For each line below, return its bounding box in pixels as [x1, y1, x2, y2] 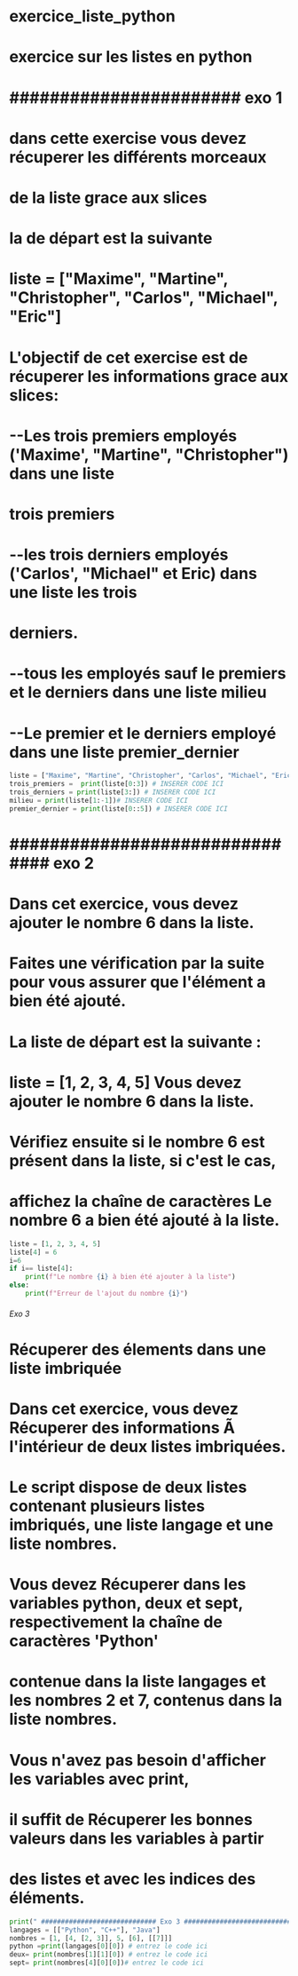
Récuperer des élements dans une [9, 1339, 267, 1360]
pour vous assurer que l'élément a [9, 972, 266, 992]
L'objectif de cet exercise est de [9, 347, 248, 368]
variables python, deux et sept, [9, 1593, 244, 1614]
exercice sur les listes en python [9, 47, 253, 67]
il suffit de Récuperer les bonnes [9, 1809, 253, 1829]
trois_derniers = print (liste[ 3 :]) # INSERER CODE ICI [9, 788, 216, 797]
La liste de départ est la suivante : [9, 1032, 262, 1051]
